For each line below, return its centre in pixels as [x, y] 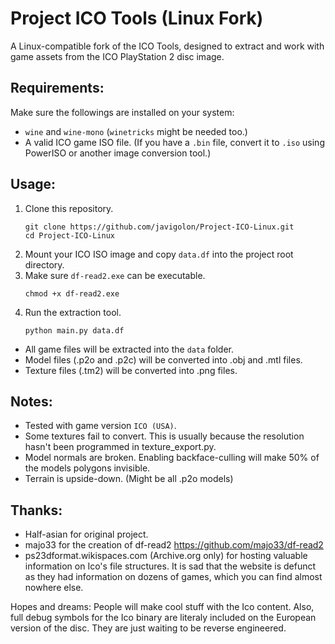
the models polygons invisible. [87, 468]
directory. [44, 264]
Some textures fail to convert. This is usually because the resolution [164, 436]
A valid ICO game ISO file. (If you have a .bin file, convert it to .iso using [174, 142]
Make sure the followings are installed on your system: [122, 112]
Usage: [33, 184]
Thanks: [36, 510]
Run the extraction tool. [73, 312]
